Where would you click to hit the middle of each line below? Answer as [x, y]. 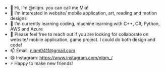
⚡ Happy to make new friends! [41, 63]
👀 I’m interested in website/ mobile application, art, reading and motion [84, 13]
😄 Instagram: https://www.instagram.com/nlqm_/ [61, 58]
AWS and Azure [26, 29]
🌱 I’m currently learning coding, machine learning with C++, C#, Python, [85, 23]
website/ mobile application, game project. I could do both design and [82, 39]
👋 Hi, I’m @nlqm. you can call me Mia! [49, 8]
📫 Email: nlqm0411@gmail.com [43, 50]
